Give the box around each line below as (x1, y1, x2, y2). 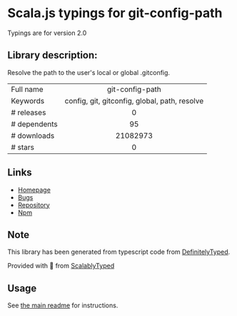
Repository (17, 200, 50, 209)
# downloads (11, 131, 55, 141)
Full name (11, 84, 44, 94)
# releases (11, 107, 46, 117)
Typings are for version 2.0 (7, 29, 87, 37)
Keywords (11, 96, 45, 106)
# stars (11, 142, 34, 152)
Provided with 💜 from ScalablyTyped (7, 262, 115, 270)
